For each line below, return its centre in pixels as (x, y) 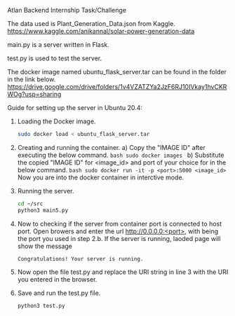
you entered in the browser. (57, 279)
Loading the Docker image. (56, 121)
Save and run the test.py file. (59, 293)
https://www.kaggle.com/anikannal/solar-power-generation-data (101, 31)
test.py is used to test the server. (55, 58)
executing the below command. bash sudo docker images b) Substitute (121, 155)
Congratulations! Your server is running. (80, 259)
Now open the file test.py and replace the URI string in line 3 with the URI (123, 272)
